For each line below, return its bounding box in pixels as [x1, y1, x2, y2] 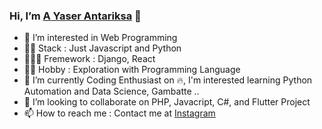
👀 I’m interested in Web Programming [23, 32, 178, 44]
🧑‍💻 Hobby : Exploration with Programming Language [23, 64, 241, 76]
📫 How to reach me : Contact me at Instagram [23, 107, 216, 119]
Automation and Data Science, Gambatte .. [23, 85, 200, 98]
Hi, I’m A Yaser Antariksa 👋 [9, 9, 142, 23]
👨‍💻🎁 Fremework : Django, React [23, 53, 156, 65]
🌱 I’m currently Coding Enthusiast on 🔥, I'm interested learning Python [23, 74, 313, 86]
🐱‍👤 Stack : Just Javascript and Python [23, 42, 182, 54]
